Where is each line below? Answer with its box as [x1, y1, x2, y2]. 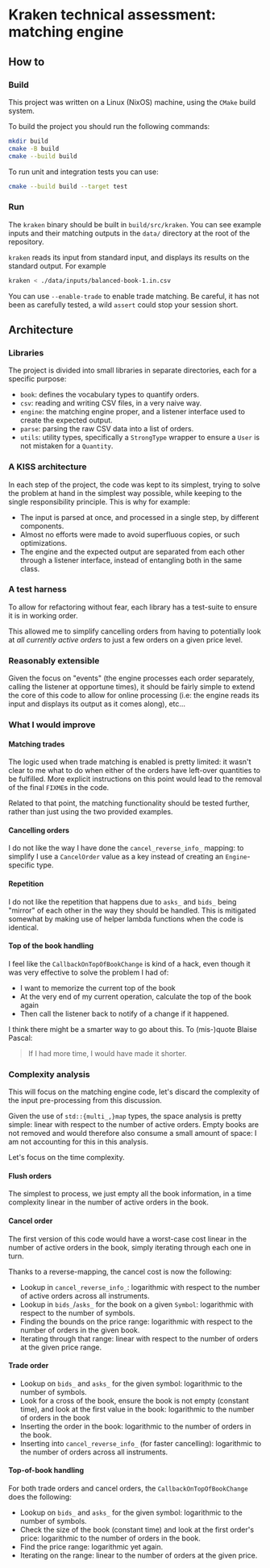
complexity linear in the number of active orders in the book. [8, 1197, 210, 1207]
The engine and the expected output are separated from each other [19, 547, 245, 556]
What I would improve [8, 719, 96, 730]
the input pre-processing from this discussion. [8, 1096, 163, 1105]
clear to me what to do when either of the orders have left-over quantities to [8, 766, 260, 776]
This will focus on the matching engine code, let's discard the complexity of [8, 1087, 260, 1097]
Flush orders [8, 1171, 52, 1180]
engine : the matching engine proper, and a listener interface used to [19, 407, 246, 417]
